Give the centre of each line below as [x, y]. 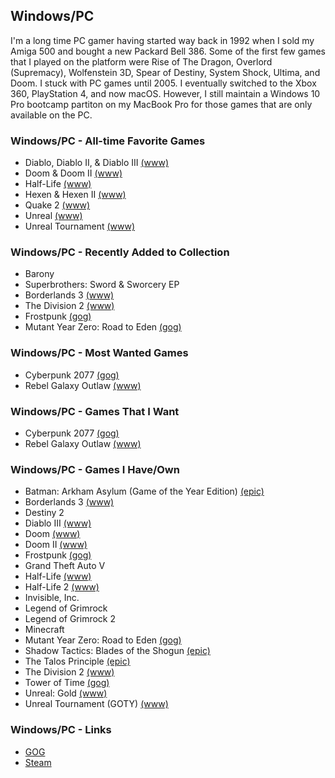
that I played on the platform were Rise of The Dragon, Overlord [141, 61]
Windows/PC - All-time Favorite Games [108, 141]
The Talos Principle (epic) [77, 661]
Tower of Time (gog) [67, 683]
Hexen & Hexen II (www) [75, 195]
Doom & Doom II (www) [73, 173]
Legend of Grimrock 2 [70, 619]
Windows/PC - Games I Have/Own [95, 469]
